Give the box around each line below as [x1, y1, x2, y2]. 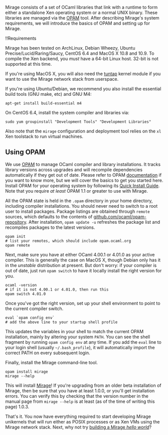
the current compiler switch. [5, 306, 64, 312]
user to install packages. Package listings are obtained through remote [5, 208, 150, 214]
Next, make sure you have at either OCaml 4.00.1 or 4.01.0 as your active [5, 251, 155, 257]
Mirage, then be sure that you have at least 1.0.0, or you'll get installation [5, 387, 155, 393]
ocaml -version [5, 282, 37, 287]
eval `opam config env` [5, 315, 55, 320]
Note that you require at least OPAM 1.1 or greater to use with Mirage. [5, 188, 148, 194]
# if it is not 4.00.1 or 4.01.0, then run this [5, 287, 109, 292]
